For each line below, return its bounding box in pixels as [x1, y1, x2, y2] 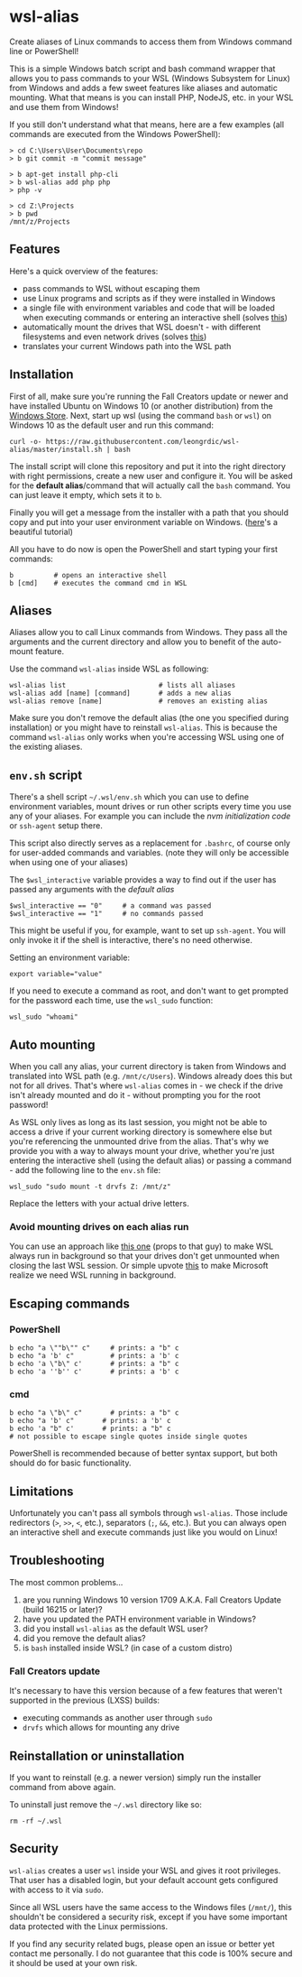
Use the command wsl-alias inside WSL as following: [9, 663, 209, 674]
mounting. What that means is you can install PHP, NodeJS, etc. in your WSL [9, 92, 294, 103]
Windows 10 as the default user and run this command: [9, 420, 215, 430]
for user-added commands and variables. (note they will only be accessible [9, 847, 289, 858]
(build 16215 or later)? [22, 1603, 103, 1614]
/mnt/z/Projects [9, 217, 70, 226]
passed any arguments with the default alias [9, 884, 175, 895]
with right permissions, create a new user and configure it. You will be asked [9, 470, 293, 481]
